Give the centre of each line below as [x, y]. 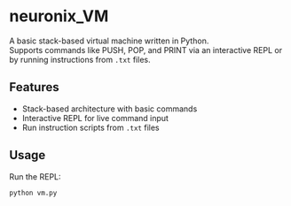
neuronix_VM [59, 16]
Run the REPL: [35, 176]
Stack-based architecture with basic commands [110, 109]
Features [34, 87]
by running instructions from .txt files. [80, 59]
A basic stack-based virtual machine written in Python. [109, 41]
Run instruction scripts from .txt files [90, 127]
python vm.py [33, 193]
